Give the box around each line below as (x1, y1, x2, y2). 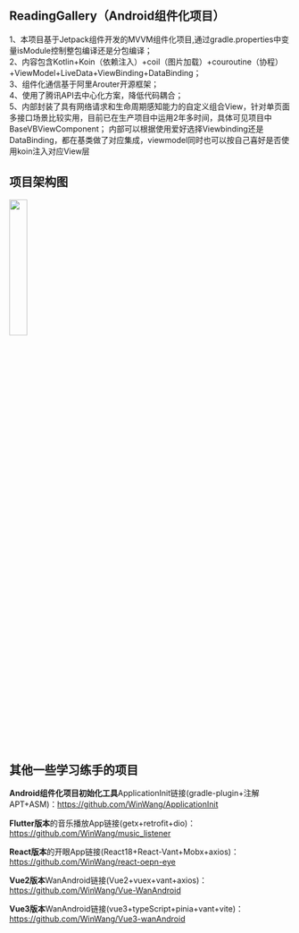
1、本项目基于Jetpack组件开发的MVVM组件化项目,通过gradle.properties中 (9, 34, 282, 45)
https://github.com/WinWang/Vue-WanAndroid (9, 885, 181, 896)
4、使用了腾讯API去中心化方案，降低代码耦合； (9, 89, 184, 100)
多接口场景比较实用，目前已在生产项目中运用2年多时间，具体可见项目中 (9, 112, 272, 123)
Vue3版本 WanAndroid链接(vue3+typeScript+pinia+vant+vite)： (9, 903, 244, 914)
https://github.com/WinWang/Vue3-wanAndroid (9, 913, 186, 924)
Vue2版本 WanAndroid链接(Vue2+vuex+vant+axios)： (9, 875, 208, 886)
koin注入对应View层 (16, 146, 90, 157)
